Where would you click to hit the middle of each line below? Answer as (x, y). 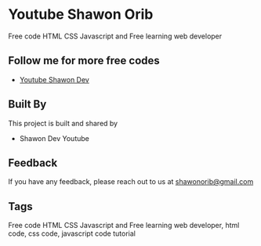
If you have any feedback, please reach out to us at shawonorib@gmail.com (131, 182)
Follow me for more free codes (84, 61)
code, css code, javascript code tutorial (72, 233)
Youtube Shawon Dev (54, 79)
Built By (27, 105)
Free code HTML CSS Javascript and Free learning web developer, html (124, 226)
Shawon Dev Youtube (54, 138)
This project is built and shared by (63, 123)
